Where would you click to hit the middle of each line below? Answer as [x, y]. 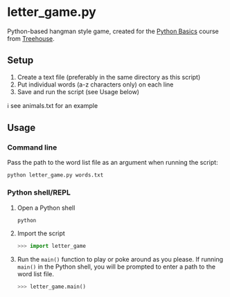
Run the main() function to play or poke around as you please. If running [120, 259]
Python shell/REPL [39, 192]
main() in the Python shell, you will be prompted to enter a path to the [116, 267]
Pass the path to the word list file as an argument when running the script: [113, 163]
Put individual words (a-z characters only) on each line [95, 84]
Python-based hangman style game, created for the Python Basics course [113, 31]
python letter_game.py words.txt [55, 175]
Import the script [41, 233]
